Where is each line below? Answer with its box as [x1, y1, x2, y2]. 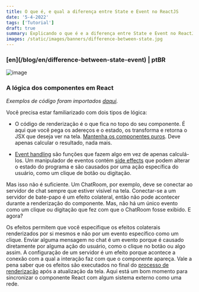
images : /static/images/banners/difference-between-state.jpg [6, 36, 163, 42]
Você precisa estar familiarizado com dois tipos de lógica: [6, 109, 147, 116]
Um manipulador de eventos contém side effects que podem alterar [24, 157, 191, 164]
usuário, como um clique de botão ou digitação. [14, 169, 131, 176]
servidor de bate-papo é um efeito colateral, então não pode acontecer [6, 193, 180, 200]
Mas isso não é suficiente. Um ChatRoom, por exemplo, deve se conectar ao [6, 181, 193, 188]
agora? [6, 212, 24, 219]
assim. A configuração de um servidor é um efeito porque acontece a [6, 249, 176, 256]
